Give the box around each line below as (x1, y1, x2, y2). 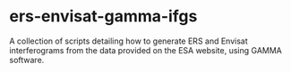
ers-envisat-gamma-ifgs (9, 6, 198, 27)
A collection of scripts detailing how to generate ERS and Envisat (9, 36, 248, 46)
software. (9, 54, 45, 65)
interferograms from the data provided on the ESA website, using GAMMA (9, 44, 282, 55)
